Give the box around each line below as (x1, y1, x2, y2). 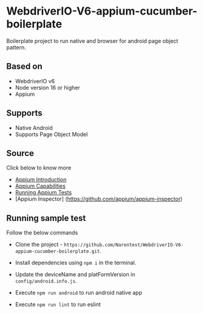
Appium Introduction (15, 176, 67, 183)
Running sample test (6, 213, 86, 223)
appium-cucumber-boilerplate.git (15, 248, 100, 254)
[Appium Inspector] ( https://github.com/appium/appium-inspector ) (15, 196, 183, 203)
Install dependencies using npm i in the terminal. (15, 259, 137, 267)
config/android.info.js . (15, 278, 77, 285)
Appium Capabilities (15, 182, 66, 189)
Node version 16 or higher (15, 84, 80, 91)
